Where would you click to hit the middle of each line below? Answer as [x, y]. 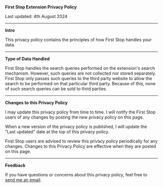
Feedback [15, 165]
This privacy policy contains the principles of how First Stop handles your [78, 40]
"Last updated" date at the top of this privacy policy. [57, 132]
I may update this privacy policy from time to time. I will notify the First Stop [81, 112]
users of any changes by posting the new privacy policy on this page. [74, 117]
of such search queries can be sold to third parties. [56, 89]
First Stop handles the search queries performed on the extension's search [80, 68]
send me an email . [23, 180]
